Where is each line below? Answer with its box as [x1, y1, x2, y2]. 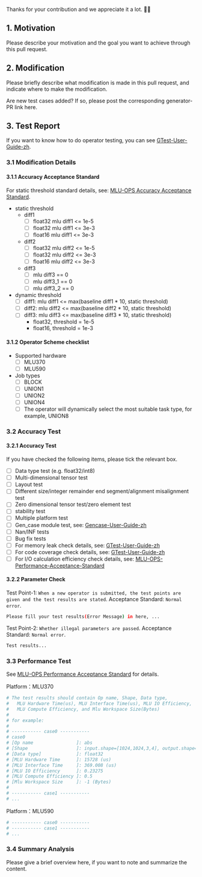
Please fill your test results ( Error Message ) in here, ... [6, 614, 161, 620]
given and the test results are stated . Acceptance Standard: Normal [6, 596, 182, 603]
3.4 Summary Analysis [6, 845, 75, 854]
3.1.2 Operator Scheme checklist [6, 338, 90, 346]
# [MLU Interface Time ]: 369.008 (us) [6, 762, 117, 768]
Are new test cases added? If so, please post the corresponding [6, 97, 165, 104]
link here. [14, 103, 38, 111]
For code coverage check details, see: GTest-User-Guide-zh [14, 548, 165, 555]
